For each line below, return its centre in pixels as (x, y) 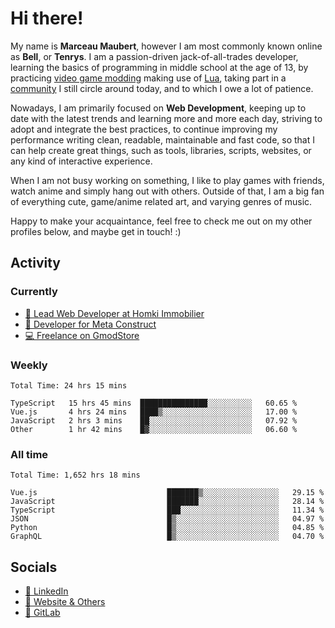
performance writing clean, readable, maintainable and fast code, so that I (162, 139)
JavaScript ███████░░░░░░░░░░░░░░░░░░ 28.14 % (167, 502)
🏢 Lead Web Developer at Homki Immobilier (114, 313)
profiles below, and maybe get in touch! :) (96, 231)
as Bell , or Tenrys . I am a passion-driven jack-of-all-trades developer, (154, 56)
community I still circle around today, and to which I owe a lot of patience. (162, 88)
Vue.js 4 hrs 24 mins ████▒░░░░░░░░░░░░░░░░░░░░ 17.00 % (154, 412)
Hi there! (47, 18)
